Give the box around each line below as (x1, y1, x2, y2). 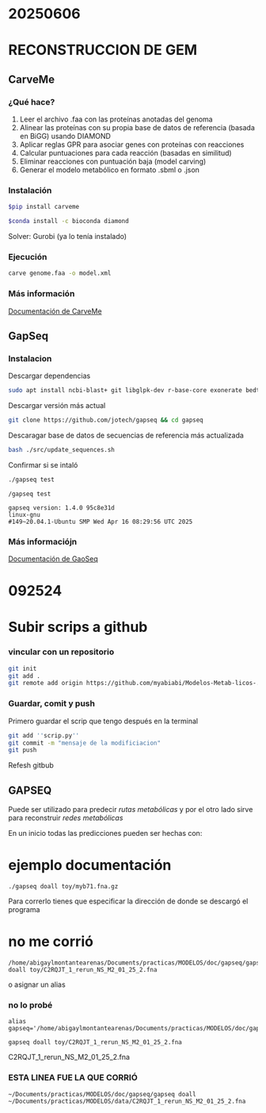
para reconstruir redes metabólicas (8, 813, 123, 822)
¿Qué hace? (8, 96, 55, 107)
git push (8, 746, 37, 754)
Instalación (8, 184, 52, 195)
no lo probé (8, 999, 53, 1011)
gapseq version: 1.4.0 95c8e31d (8, 503, 115, 512)
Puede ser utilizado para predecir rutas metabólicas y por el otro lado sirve (8, 805, 253, 815)
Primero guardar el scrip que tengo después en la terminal (8, 716, 199, 726)
